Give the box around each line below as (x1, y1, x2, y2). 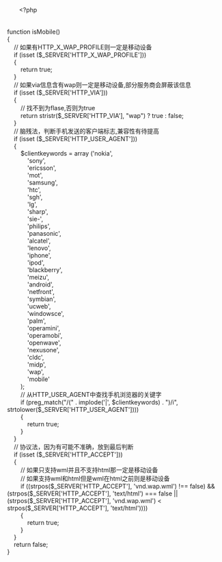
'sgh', (27, 193, 43, 201)
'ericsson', (27, 164, 57, 172)
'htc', (27, 186, 42, 194)
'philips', (27, 222, 51, 230)
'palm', (27, 317, 46, 325)
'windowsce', (27, 310, 65, 317)
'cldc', (27, 353, 44, 361)
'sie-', (27, 215, 43, 223)
